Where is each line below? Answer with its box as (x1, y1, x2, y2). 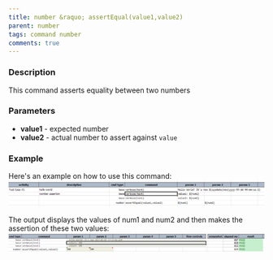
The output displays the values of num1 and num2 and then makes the (8, 214, 244, 224)
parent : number (8, 21, 60, 30)
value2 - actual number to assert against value (19, 132, 178, 142)
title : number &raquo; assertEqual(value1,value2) (8, 13, 184, 21)
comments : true (8, 39, 60, 47)
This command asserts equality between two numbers (8, 85, 191, 95)
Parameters (8, 106, 55, 117)
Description (8, 67, 56, 78)
